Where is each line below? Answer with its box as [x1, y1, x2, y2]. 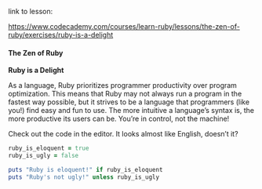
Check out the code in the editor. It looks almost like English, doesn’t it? [8, 129, 238, 139]
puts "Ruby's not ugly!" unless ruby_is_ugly [8, 173, 159, 181]
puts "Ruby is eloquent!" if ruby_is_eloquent [8, 165, 163, 173]
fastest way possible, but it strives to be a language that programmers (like [8, 97, 249, 107]
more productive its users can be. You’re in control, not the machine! [8, 114, 230, 124]
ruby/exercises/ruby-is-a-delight [8, 31, 114, 39]
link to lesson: [8, 7, 53, 16]
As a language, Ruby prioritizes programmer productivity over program [8, 81, 238, 90]
